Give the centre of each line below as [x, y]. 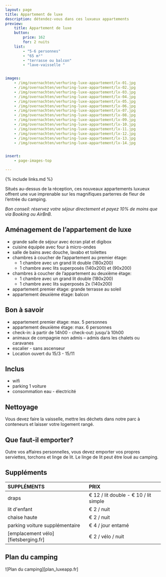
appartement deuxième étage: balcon [50, 294]
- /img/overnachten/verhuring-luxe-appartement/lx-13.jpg [75, 138]
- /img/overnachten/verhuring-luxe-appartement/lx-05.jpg [75, 101]
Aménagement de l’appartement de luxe [68, 230]
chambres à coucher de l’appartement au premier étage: [70, 257]
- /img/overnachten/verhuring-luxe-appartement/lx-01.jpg [75, 83]
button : [22, 33]
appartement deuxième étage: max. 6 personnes [62, 327]
